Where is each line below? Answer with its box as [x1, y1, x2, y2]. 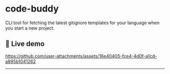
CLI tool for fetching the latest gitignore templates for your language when [5, 20, 160, 26]
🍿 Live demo [5, 40, 45, 48]
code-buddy [5, 3, 59, 15]
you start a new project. [5, 25, 55, 31]
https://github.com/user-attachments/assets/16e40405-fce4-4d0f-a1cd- [5, 53, 157, 59]
